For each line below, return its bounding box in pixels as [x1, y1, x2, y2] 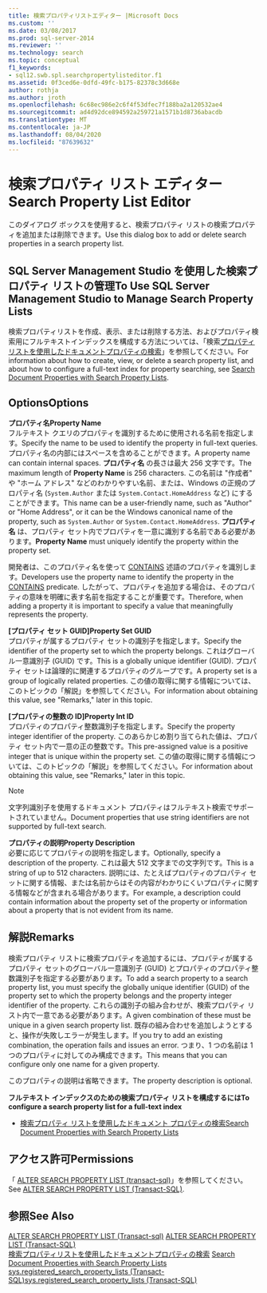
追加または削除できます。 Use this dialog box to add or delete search [22, 229, 247, 240]
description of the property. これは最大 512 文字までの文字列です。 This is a [8, 858, 254, 868]
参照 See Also [8, 1209, 74, 1223]
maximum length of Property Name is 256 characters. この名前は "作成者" [8, 469, 253, 478]
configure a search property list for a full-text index [8, 1101, 183, 1111]
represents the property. [8, 609, 88, 620]
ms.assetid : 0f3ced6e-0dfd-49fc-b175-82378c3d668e [8, 78, 180, 86]
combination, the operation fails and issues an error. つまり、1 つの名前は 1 [8, 1040, 253, 1050]
